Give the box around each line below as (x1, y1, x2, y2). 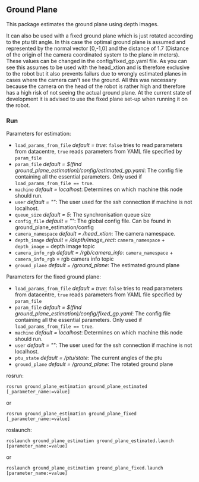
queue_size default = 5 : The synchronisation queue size (14, 211, 151, 218)
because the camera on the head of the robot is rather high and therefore (6, 83, 186, 90)
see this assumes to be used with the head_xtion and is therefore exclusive (6, 64, 190, 71)
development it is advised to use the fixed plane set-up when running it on (6, 95, 188, 102)
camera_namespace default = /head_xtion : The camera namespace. (14, 230, 176, 237)
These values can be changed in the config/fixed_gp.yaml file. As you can (6, 57, 187, 64)
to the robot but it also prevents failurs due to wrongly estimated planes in (6, 70, 187, 77)
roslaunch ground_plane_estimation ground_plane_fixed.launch (6, 465, 163, 471)
